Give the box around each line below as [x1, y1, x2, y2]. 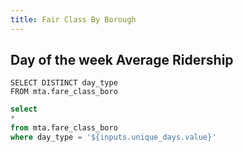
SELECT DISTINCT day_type [10, 78, 118, 88]
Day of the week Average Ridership [10, 52, 234, 69]
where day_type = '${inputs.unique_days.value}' [10, 132, 217, 143]
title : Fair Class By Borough [10, 14, 137, 25]
